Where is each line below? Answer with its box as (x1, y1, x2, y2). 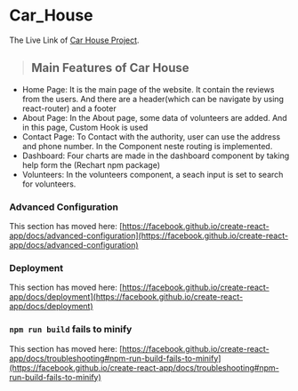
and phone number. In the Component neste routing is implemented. (21, 140, 273, 151)
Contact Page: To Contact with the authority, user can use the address (21, 131, 281, 142)
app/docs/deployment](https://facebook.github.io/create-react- (9, 291, 243, 302)
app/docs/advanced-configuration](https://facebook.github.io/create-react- (9, 230, 289, 241)
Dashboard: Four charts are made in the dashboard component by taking (21, 150, 290, 161)
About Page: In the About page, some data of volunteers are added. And (21, 112, 287, 123)
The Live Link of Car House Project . (9, 35, 140, 45)
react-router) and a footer (21, 103, 117, 114)
